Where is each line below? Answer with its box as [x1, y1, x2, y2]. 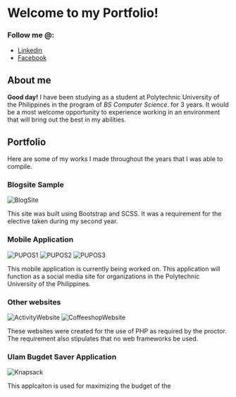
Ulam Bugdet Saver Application [7, 352, 117, 362]
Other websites [7, 297, 61, 307]
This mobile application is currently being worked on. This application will [7, 264, 221, 273]
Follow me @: [7, 30, 55, 40]
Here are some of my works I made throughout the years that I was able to [7, 155, 223, 163]
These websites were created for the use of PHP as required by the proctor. [7, 327, 227, 335]
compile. [7, 162, 33, 171]
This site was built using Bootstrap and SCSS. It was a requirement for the [7, 210, 222, 218]
